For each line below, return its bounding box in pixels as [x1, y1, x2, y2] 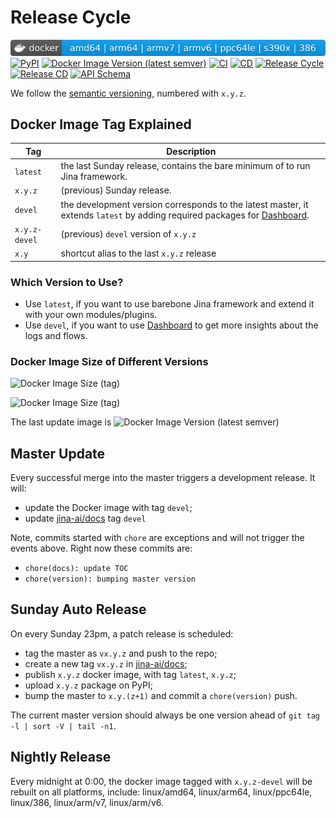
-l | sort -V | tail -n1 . [10, 719, 117, 731]
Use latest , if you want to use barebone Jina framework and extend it [24, 297, 315, 310]
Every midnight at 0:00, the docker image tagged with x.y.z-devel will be [10, 775, 313, 787]
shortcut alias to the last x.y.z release [60, 247, 217, 260]
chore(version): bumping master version [24, 574, 196, 585]
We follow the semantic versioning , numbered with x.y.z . [10, 87, 247, 99]
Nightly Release [10, 749, 112, 766]
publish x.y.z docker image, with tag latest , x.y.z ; [24, 668, 237, 680]
